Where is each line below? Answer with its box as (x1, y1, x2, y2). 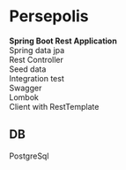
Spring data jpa (9, 44, 64, 55)
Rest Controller (9, 54, 63, 65)
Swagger (9, 82, 42, 93)
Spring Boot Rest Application (9, 35, 117, 46)
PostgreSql (9, 151, 49, 161)
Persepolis (9, 6, 90, 27)
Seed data (9, 64, 47, 74)
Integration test (9, 73, 64, 83)
